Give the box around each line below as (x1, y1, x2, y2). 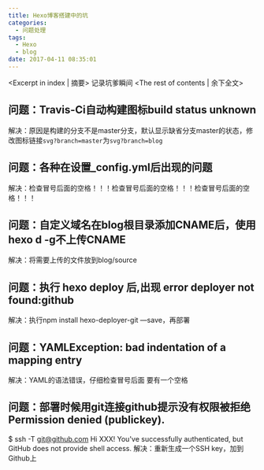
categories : (8, 19, 47, 27)
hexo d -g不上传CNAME (8, 233, 126, 246)
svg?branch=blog (109, 137, 163, 145)
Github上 (8, 453, 37, 463)
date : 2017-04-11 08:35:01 (8, 56, 97, 64)
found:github (8, 293, 75, 307)
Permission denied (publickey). (8, 413, 165, 427)
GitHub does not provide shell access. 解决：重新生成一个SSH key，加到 (8, 443, 244, 453)
